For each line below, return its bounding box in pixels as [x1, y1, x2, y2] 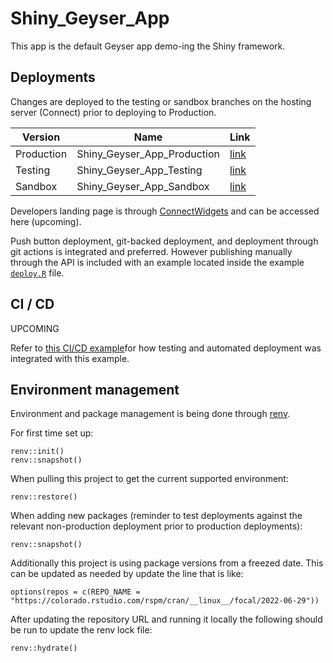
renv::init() [10, 447, 65, 457]
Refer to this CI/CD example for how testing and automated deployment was [10, 342, 322, 354]
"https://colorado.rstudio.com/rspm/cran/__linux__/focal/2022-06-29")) [10, 596, 320, 606]
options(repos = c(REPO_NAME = [10, 587, 141, 597]
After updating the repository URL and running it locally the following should [10, 613, 323, 626]
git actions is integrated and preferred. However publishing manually [10, 245, 293, 257]
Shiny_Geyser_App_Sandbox [76, 179, 210, 193]
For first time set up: [10, 427, 94, 439]
